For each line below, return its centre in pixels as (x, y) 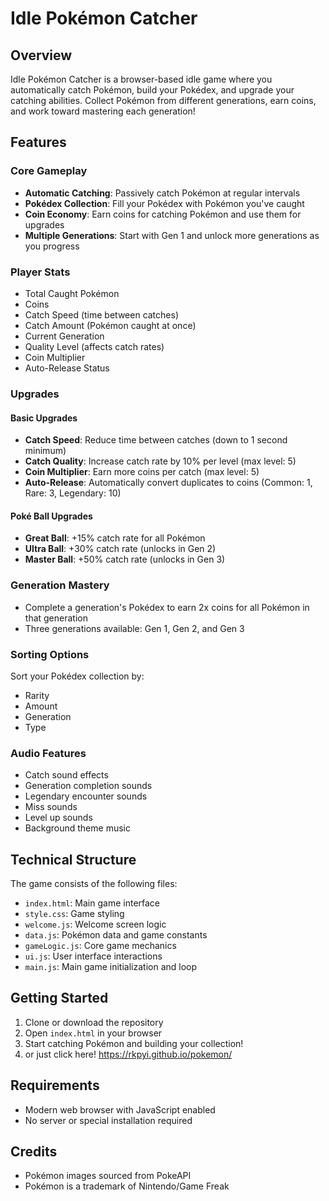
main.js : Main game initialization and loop (111, 967)
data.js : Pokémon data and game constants (116, 935)
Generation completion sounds (88, 786)
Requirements (55, 1085)
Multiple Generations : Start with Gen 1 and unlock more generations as (172, 235)
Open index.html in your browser (93, 1033)
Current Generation (64, 336)
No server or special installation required (108, 1120)
